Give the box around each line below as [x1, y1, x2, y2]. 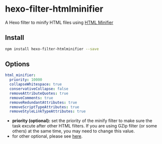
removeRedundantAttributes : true [9, 100, 77, 105]
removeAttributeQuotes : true [9, 91, 69, 96]
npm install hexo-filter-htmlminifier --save [5, 46, 99, 52]
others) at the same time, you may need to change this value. [12, 128, 135, 134]
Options [5, 60, 30, 69]
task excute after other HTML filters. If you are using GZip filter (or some [12, 123, 157, 129]
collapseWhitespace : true [9, 82, 62, 87]
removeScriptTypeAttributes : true [9, 105, 79, 109]
